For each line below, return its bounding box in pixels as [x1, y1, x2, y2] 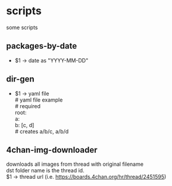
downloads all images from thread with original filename [6, 160, 144, 168]
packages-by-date [6, 41, 77, 51]
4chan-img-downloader [6, 144, 98, 155]
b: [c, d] [14, 121, 35, 128]
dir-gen [6, 74, 35, 84]
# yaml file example [14, 96, 63, 103]
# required [14, 102, 40, 109]
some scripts [6, 24, 38, 31]
